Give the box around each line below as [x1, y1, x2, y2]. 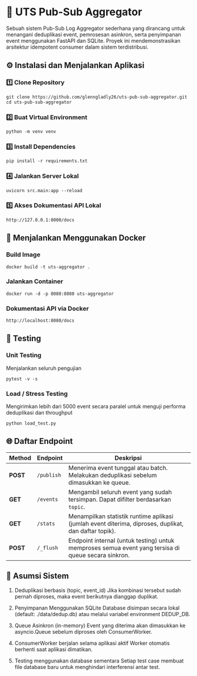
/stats [37, 520, 56, 527]
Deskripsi [114, 453, 142, 462]
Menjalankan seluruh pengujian [6, 364, 82, 372]
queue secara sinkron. [68, 551, 130, 559]
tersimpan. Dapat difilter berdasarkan [68, 495, 171, 503]
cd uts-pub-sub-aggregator [6, 99, 72, 105]
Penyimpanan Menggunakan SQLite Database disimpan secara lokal [14, 604, 180, 611]
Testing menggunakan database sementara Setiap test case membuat [14, 657, 184, 664]
